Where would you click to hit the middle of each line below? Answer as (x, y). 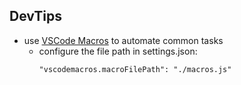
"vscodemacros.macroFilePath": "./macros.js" (135, 69)
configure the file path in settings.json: (118, 51)
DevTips (35, 16)
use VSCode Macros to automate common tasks (123, 40)
